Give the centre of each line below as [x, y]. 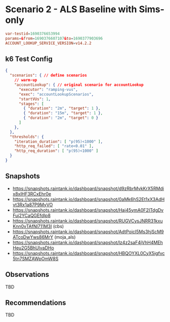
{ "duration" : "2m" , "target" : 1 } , [62, 108]
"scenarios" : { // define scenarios [48, 75]
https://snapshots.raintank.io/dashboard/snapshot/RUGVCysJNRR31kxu [88, 221]
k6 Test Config [29, 59]
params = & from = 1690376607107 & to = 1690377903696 [54, 38]
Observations [27, 275]
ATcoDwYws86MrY [33, 237]
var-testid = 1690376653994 [32, 34]
